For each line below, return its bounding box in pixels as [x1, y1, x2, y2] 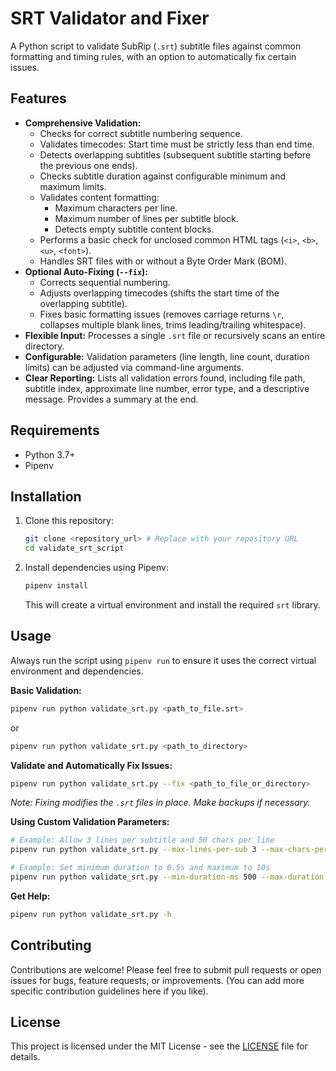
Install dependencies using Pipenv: [24, 562, 169, 574]
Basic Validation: [10, 684, 82, 696]
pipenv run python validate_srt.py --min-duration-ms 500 [10, 872, 257, 882]
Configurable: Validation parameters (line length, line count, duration [24, 350, 310, 362]
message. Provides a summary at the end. [24, 393, 199, 405]
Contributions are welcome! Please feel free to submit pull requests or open [10, 963, 322, 976]
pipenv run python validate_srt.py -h [10, 909, 172, 919]
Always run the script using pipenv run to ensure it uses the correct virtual [10, 654, 317, 666]
